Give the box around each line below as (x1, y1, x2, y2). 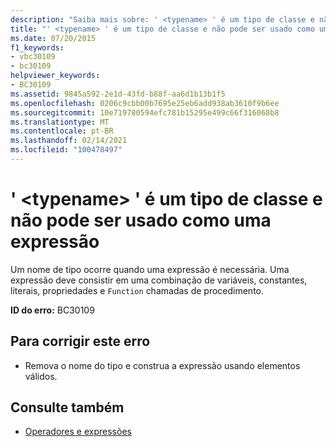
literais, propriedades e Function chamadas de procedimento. (10, 284, 265, 296)
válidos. (24, 370, 58, 382)
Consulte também (10, 399, 125, 416)
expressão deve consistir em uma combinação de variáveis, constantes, (10, 274, 308, 286)
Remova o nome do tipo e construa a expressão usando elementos (24, 359, 301, 371)
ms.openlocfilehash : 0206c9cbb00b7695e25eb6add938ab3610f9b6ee (10, 98, 280, 108)
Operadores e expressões (24, 426, 132, 438)
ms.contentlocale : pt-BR (10, 126, 114, 136)
